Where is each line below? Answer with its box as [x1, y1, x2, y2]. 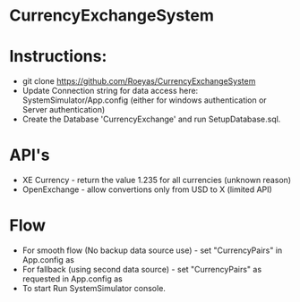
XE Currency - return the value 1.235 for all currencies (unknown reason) [21, 175, 292, 186]
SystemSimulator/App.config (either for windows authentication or [21, 95, 267, 105]
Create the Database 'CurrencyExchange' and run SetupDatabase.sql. [21, 113, 281, 125]
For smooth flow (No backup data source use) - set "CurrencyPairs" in [21, 245, 283, 256]
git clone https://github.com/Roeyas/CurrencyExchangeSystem [21, 76, 256, 87]
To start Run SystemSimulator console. [21, 283, 166, 293]
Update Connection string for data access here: [21, 86, 199, 96]
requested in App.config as [21, 273, 123, 284]
